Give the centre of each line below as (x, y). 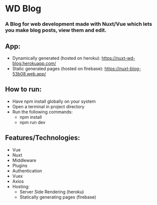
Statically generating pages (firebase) (58, 197)
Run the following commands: (42, 112)
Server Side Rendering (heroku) (52, 192)
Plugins (20, 165)
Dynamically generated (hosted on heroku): (56, 58)
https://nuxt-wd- (118, 58)
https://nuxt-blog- (123, 68)
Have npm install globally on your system (54, 101)
